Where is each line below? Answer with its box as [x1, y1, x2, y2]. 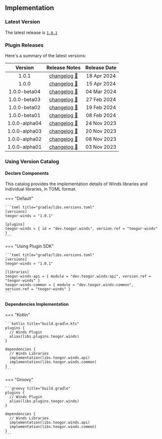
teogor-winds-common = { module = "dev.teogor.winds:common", [5, 282, 134, 287]
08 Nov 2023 [85, 136, 117, 142]
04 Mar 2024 [85, 88, 117, 95]
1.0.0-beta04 [8, 88, 41, 95]
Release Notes [46, 64, 81, 71]
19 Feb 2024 [86, 104, 116, 111]
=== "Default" [5, 195, 34, 201]
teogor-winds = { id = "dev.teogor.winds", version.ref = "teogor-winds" [5, 226, 158, 231]
